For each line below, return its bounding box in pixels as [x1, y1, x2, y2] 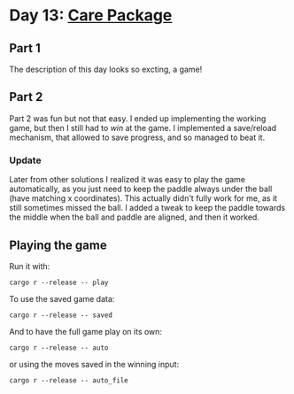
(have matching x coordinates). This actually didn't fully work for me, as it [9, 193, 277, 204]
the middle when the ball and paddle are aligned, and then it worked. [9, 212, 259, 222]
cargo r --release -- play [9, 278, 109, 287]
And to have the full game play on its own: [9, 326, 162, 336]
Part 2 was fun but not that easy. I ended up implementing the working [9, 112, 267, 124]
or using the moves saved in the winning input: [9, 359, 180, 369]
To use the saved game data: [9, 293, 115, 304]
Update [9, 154, 42, 166]
